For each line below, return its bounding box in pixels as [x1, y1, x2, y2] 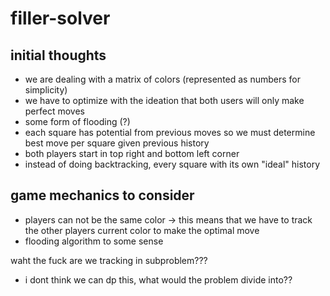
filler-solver [10, 7, 111, 30]
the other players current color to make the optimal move [24, 224, 260, 236]
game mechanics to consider [10, 187, 195, 204]
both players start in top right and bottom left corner [24, 148, 240, 159]
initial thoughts [10, 47, 107, 64]
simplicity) [24, 84, 68, 96]
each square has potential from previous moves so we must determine [24, 127, 316, 138]
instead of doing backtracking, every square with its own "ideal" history [24, 158, 321, 170]
